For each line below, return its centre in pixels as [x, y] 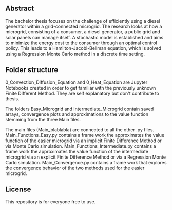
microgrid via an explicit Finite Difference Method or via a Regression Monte [85, 157]
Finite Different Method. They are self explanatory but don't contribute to [82, 93]
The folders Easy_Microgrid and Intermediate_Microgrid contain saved [80, 109]
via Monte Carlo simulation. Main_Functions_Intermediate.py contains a [81, 146]
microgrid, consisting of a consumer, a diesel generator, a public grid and [83, 32]
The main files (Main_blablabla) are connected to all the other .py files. [80, 129]
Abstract [20, 8]
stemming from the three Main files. [43, 119]
